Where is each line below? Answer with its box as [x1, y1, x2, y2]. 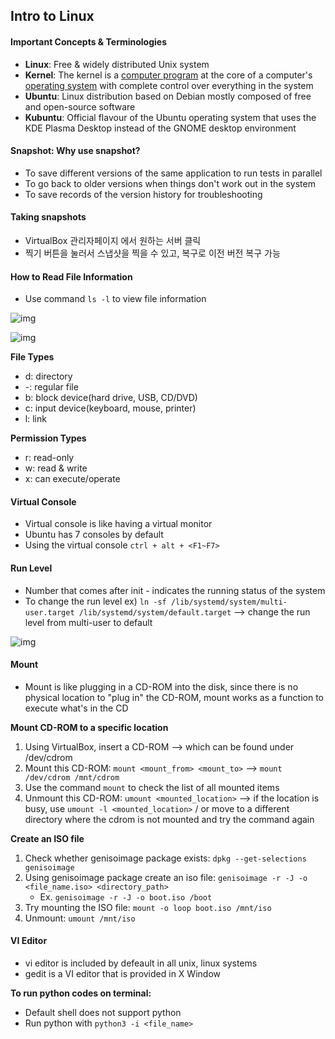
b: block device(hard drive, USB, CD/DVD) [24, 392, 198, 404]
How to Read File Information [10, 270, 133, 283]
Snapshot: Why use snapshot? [10, 145, 141, 157]
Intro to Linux [10, 8, 95, 25]
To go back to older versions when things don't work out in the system [24, 177, 316, 189]
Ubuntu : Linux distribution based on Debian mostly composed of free [24, 90, 312, 102]
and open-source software [24, 100, 136, 113]
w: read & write [24, 462, 88, 474]
